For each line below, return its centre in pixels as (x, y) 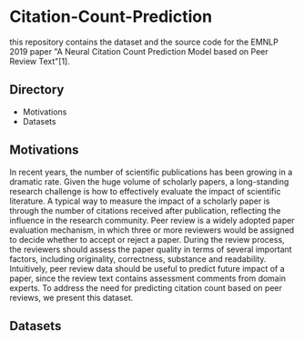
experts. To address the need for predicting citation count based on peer (146, 287)
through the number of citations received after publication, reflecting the (145, 210)
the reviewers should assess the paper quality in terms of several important (151, 249)
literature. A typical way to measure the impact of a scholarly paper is (140, 201)
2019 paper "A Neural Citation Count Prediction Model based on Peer (139, 51)
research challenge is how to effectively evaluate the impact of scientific (145, 191)
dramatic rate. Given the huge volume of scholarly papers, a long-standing (149, 181)
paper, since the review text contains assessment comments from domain (148, 278)
